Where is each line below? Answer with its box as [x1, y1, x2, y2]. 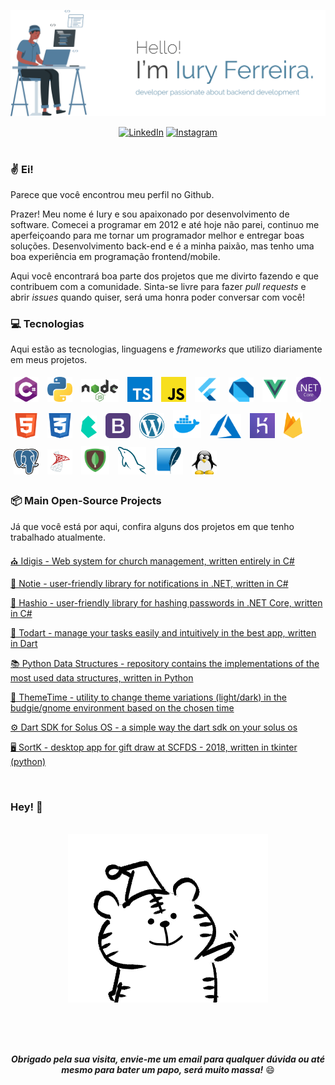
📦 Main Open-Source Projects [10, 494, 162, 508]
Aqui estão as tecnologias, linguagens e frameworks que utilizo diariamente [10, 343, 323, 355]
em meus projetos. [10, 354, 88, 366]
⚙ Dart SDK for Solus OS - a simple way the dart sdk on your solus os [10, 721, 298, 733]
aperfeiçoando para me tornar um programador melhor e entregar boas [10, 230, 305, 242]
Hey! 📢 [10, 800, 43, 814]
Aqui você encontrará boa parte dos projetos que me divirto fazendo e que [10, 270, 319, 282]
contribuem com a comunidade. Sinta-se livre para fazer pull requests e [10, 281, 307, 293]
